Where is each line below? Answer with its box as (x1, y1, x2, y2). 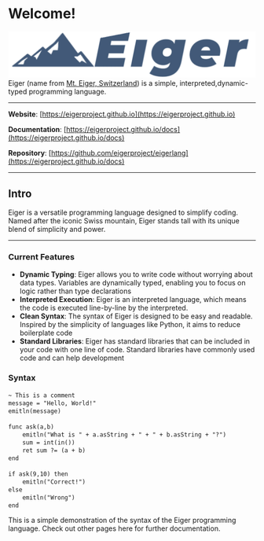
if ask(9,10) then (8, 469, 68, 478)
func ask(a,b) (8, 422, 55, 431)
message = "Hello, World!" (8, 399, 97, 407)
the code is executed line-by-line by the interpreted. (19, 303, 189, 312)
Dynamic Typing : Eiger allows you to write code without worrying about (19, 269, 253, 279)
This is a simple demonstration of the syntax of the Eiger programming (8, 515, 236, 524)
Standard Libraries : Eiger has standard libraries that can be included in (19, 336, 250, 346)
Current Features (8, 252, 75, 263)
